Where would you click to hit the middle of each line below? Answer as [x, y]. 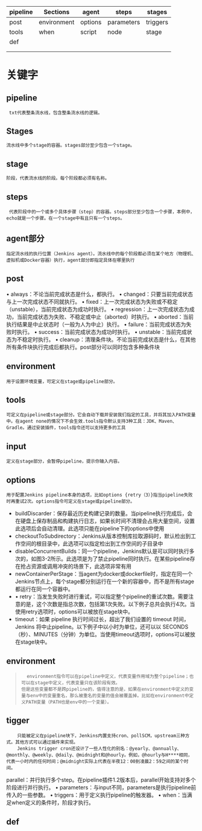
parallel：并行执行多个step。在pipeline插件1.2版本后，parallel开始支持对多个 [101, 780]
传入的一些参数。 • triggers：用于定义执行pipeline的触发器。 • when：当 [96, 795]
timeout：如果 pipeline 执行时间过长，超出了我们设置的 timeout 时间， [102, 619]
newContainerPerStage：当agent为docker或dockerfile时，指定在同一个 [104, 574]
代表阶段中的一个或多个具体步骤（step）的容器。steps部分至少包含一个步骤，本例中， [102, 212]
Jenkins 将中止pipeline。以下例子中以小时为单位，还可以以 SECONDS [102, 627]
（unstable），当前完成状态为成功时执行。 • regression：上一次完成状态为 [98, 309]
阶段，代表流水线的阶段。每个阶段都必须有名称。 [58, 178]
